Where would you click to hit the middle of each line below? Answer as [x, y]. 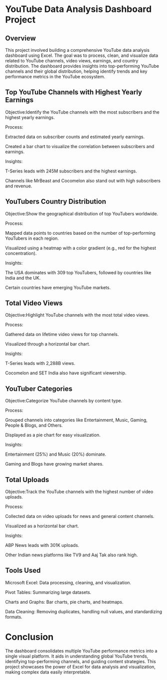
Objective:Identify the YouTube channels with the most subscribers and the [82, 112]
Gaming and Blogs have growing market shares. [54, 464]
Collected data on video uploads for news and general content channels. [80, 516]
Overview [21, 38]
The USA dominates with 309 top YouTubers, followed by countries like [78, 272]
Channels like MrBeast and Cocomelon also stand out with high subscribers [83, 180]
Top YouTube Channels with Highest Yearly [74, 92]
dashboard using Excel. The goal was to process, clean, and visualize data [82, 55]
